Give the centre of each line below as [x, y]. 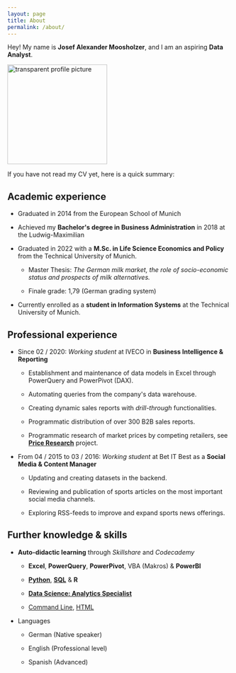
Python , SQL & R [53, 579]
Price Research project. [63, 443]
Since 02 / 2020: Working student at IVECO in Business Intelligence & [120, 352]
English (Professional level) [68, 648]
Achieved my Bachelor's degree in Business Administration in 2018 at [121, 227]
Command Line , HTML [61, 607]
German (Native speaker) [65, 634]
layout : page [27, 14]
